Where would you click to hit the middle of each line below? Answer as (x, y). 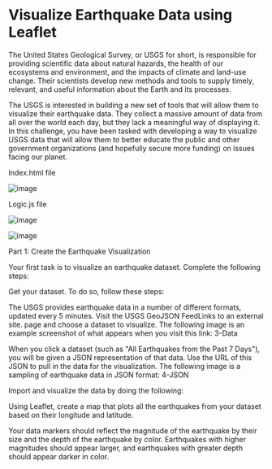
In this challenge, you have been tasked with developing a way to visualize (133, 131)
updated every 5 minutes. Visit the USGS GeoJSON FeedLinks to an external (136, 315)
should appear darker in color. (59, 456)
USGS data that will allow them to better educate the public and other (124, 139)
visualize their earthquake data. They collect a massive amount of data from (135, 113)
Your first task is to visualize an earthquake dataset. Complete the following (135, 267)
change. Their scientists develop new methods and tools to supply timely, (131, 80)
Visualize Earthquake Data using (121, 15)
